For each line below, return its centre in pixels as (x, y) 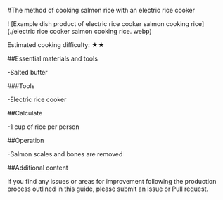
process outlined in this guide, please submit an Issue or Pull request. (108, 189)
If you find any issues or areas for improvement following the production (112, 181)
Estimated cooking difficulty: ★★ (56, 45)
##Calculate (25, 113)
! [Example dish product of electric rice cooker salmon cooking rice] (106, 24)
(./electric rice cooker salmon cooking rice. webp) (80, 31)
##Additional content (38, 168)
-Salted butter (27, 72)
